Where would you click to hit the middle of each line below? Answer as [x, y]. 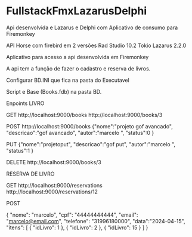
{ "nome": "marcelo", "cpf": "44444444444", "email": [72, 215]
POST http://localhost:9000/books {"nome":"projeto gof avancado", [89, 126]
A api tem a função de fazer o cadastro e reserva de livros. [78, 68]
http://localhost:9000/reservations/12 [52, 192]
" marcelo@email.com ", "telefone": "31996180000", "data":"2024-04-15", [96, 221]
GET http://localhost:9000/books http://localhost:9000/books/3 [84, 115]
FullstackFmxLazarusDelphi [77, 11]
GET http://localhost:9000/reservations [54, 185]
